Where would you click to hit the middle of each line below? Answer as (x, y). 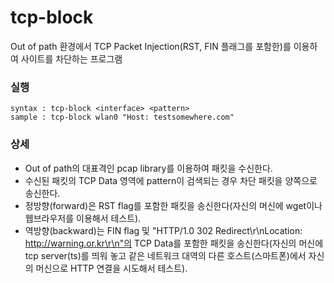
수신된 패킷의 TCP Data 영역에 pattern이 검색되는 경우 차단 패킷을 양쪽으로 (171, 180)
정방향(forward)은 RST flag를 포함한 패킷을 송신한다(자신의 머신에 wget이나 (173, 205)
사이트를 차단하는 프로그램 (71, 58)
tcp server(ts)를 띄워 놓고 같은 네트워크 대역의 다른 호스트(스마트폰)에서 (165, 255)
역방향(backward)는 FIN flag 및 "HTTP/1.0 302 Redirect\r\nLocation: (163, 230)
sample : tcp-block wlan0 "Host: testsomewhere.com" (122, 117)
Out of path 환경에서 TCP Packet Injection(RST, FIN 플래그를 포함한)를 (151, 46)
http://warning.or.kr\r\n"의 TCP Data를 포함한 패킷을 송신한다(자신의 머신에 (174, 243)
